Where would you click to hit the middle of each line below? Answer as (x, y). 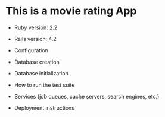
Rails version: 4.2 (35, 39)
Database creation (37, 62)
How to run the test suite (44, 85)
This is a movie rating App (71, 11)
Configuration (31, 50)
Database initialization (41, 73)
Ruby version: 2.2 (36, 27)
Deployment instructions (44, 107)
